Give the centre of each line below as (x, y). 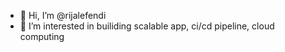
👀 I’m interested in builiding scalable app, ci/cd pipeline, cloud (147, 26)
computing (42, 36)
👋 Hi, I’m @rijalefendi (63, 15)
